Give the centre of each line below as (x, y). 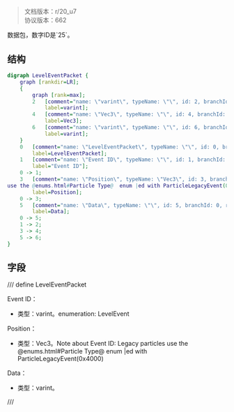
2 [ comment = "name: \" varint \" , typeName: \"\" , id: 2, (116, 101)
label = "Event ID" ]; (61, 167)
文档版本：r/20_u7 (50, 12)
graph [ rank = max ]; (59, 95)
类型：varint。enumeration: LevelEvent (73, 314)
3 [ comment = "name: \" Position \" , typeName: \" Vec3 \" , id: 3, (114, 179)
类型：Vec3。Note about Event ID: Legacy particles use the (103, 344)
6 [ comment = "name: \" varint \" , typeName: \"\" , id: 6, (116, 128)
